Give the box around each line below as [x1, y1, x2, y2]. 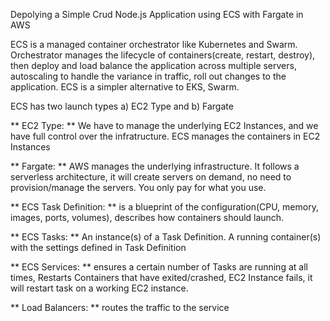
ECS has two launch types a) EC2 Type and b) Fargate [10, 100, 234, 112]
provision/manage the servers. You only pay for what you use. [10, 182, 267, 193]
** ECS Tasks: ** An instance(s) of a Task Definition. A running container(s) [10, 231, 322, 243]
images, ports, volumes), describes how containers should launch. [10, 212, 285, 223]
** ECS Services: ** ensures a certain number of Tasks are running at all [10, 261, 308, 273]
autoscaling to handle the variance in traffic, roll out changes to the [10, 70, 287, 82]
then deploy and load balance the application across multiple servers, [10, 60, 297, 71]
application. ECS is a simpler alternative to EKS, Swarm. [10, 81, 240, 93]
